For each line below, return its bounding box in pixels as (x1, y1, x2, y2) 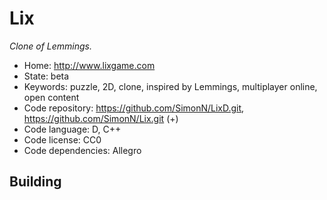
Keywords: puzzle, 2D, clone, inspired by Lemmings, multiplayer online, (23, 80, 318, 92)
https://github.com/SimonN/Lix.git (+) (23, 112, 179, 124)
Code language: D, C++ (23, 123, 122, 135)
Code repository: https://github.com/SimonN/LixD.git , (23, 102, 245, 114)
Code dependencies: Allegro (23, 144, 142, 156)
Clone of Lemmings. (9, 40, 93, 52)
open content (23, 91, 80, 103)
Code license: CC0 (23, 133, 102, 146)
